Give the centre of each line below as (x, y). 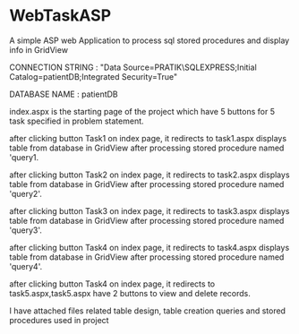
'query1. (24, 157)
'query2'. (26, 193)
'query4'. (26, 266)
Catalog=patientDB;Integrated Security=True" (94, 76)
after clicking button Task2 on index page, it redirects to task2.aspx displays (149, 175)
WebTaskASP (60, 16)
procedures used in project (59, 320)
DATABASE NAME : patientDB (64, 94)
